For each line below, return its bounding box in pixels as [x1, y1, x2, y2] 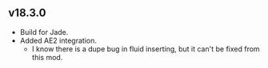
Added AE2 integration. [19, 36, 98, 45]
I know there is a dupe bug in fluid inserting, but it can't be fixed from [31, 43, 260, 54]
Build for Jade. [19, 27, 69, 36]
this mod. [31, 52, 63, 62]
